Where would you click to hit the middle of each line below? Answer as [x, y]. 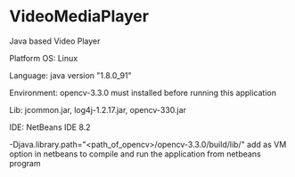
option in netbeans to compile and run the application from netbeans [135, 154]
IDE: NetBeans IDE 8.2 [50, 127]
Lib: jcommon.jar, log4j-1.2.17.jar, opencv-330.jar [98, 109]
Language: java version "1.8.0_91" [70, 75]
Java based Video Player [55, 41]
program [25, 163]
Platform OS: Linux [44, 58]
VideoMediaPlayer [79, 16]
